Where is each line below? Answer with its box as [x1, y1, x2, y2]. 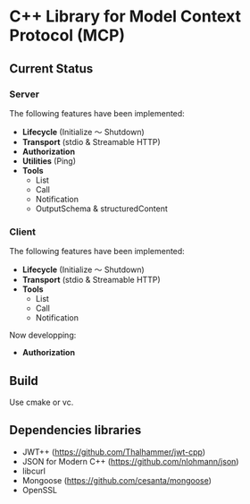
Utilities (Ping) [21, 155, 76, 167]
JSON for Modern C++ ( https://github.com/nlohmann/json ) [21, 456, 239, 466]
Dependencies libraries [9, 423, 142, 438]
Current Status [9, 61, 94, 76]
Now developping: [9, 329, 77, 341]
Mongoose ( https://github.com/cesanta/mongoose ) [21, 474, 212, 485]
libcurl [21, 466, 46, 476]
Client [9, 226, 36, 238]
